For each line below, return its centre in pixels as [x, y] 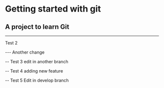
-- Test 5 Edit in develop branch [37, 80]
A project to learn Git [37, 27]
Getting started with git [53, 9]
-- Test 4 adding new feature [34, 71]
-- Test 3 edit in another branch [37, 62]
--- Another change [25, 52]
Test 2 [11, 43]
